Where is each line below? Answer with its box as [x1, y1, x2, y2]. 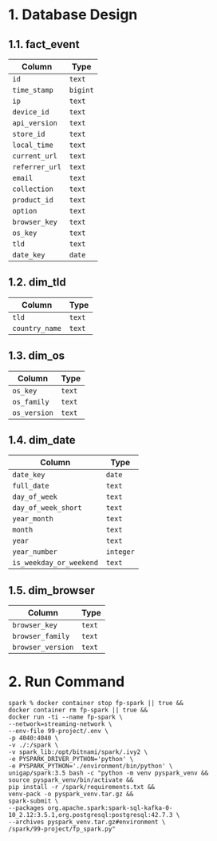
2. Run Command [8, 673, 125, 691]
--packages [8, 804, 45, 812]
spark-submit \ [8, 797, 59, 805]
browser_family [12, 632, 70, 641]
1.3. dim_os [8, 349, 65, 363]
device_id [12, 108, 49, 117]
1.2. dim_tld [8, 276, 66, 289]
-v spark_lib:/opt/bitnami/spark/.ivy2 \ [8, 748, 148, 756]
